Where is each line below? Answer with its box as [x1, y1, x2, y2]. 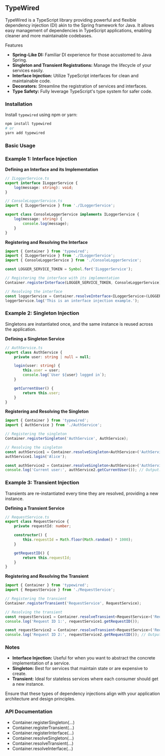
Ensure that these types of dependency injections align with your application [5, 691, 160, 696]
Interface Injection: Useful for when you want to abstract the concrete [12, 655, 156, 661]
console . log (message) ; [23, 221, 69, 226]
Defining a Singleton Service [5, 335, 65, 341]
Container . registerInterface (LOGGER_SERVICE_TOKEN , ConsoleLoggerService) [5, 280, 162, 285]
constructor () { [14, 533, 48, 538]
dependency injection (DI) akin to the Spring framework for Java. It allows [5, 22, 155, 28]
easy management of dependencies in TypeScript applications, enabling [5, 27, 152, 33]
